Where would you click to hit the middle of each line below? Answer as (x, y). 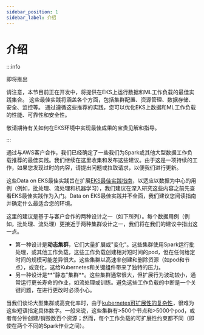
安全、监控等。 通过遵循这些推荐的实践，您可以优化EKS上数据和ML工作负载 (101, 108)
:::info (13, 67)
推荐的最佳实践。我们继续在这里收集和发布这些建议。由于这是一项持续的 (102, 160)
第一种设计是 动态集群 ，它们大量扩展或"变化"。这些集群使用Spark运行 (102, 244)
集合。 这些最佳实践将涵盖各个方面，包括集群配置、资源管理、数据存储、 (103, 100)
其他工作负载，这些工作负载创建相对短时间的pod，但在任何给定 (116, 252)
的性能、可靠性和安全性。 (38, 115)
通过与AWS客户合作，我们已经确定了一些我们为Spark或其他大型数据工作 (97, 153)
